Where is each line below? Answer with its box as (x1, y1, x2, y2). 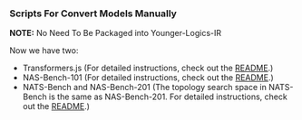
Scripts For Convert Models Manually (9, 7, 177, 20)
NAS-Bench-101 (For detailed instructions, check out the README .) (22, 72, 274, 83)
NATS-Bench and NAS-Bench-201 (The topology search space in (22, 82, 268, 93)
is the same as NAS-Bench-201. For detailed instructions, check (48, 91, 287, 102)
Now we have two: (9, 45, 79, 56)
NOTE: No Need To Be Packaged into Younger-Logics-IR (9, 28, 222, 39)
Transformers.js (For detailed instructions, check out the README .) (22, 62, 274, 74)
